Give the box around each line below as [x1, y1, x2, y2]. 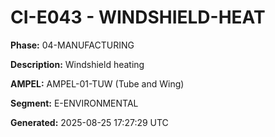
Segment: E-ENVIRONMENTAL [10, 97, 139, 109]
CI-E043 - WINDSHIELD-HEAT [10, 6, 266, 29]
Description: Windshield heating [10, 58, 145, 70]
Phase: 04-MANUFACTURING [10, 39, 135, 51]
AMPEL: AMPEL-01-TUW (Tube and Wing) [10, 77, 185, 90]
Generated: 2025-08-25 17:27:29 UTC [10, 116, 169, 128]
